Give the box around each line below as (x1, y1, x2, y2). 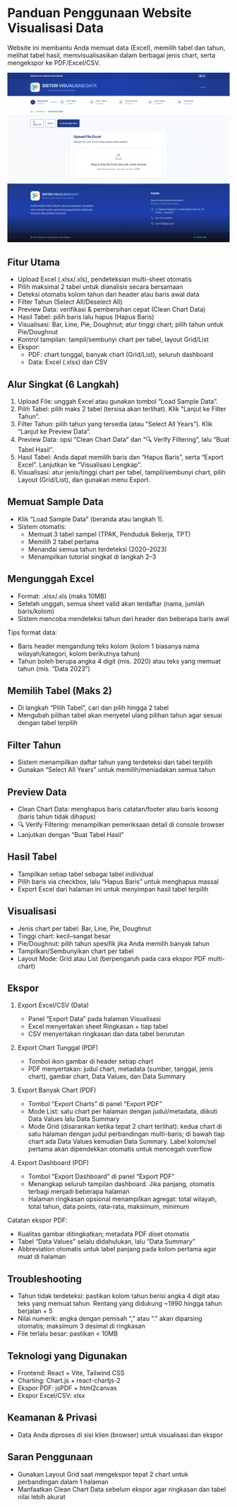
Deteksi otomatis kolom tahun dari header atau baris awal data (17, 290, 200, 299)
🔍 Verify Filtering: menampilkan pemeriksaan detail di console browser (17, 820, 225, 829)
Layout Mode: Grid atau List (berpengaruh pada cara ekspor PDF (17, 954, 207, 962)
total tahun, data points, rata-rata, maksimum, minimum (28, 1202, 190, 1211)
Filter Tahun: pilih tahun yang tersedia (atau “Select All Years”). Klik (17, 419, 213, 428)
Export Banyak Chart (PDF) (17, 1086, 97, 1095)
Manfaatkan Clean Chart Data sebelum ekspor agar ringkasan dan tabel (17, 1485, 226, 1494)
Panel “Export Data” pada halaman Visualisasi (28, 1015, 161, 1023)
